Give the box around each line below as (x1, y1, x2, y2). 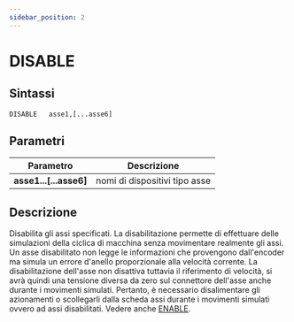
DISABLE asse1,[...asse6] (9, 110, 113, 119)
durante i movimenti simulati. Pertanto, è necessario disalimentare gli (9, 285, 261, 295)
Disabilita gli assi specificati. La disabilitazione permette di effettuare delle (9, 228, 279, 239)
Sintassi (9, 86, 55, 102)
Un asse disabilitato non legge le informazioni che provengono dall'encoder (9, 247, 285, 257)
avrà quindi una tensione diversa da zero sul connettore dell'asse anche (9, 275, 272, 286)
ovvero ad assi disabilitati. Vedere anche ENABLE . (9, 303, 191, 314)
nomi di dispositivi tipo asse (96, 174, 211, 187)
